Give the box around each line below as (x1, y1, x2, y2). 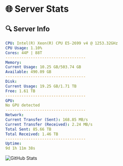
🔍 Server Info (5, 24, 50, 33)
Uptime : (5, 141, 22, 146)
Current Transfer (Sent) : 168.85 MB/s (5, 117, 88, 122)
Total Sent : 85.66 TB (5, 126, 52, 132)
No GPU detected (5, 103, 40, 108)
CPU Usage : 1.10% (5, 45, 43, 50)
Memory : (5, 60, 22, 65)
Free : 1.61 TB (5, 88, 36, 94)
